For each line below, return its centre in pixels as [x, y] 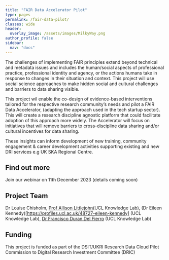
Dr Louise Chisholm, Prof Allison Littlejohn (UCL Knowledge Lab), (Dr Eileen [84, 208]
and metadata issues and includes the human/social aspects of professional [85, 67]
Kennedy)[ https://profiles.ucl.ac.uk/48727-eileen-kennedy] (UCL [73, 213]
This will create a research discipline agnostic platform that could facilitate [83, 115]
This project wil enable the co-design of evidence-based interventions [79, 99]
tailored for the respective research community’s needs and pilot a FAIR [80, 104]
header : [13, 29]
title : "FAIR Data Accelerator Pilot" [46, 10]
